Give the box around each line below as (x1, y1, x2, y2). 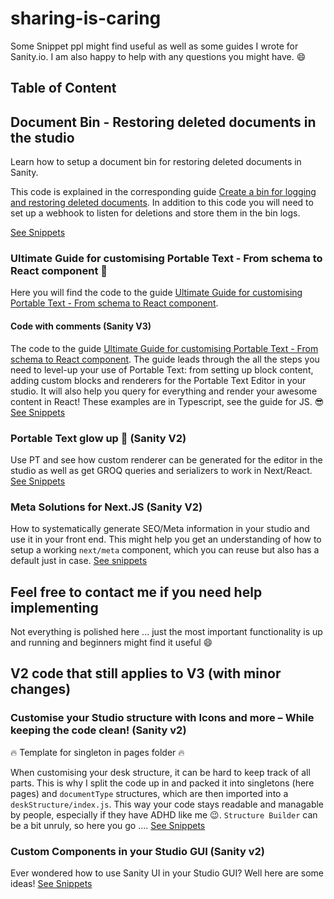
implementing (10, 599, 99, 616)
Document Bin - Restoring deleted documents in (10, 113, 317, 131)
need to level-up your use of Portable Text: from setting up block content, (10, 363, 314, 376)
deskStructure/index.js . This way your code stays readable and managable (10, 798, 325, 810)
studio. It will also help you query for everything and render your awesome (10, 385, 318, 397)
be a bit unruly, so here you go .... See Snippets (10, 819, 206, 831)
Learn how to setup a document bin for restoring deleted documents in (10, 156, 302, 168)
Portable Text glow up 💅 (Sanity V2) (10, 431, 187, 445)
